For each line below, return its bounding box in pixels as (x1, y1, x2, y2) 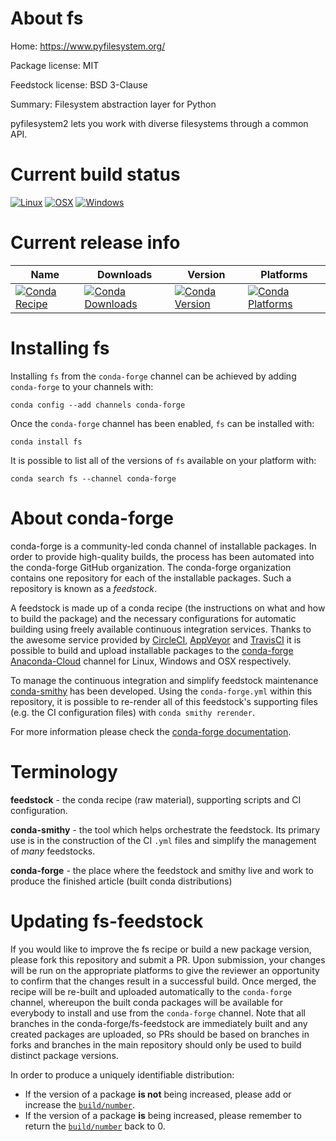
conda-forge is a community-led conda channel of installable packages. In (10, 540, 317, 552)
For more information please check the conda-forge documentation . (10, 725, 292, 737)
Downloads (96, 267, 153, 281)
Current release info (10, 232, 181, 254)
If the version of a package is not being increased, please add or (24, 1088, 292, 1100)
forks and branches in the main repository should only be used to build (10, 1038, 302, 1051)
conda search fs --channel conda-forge (10, 473, 177, 484)
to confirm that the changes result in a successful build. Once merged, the (10, 975, 317, 987)
